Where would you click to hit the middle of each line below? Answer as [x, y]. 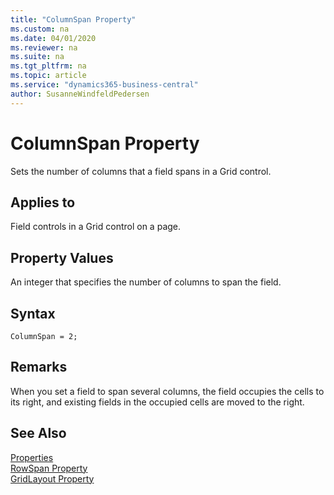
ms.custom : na [40, 29]
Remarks [39, 367]
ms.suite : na [37, 57]
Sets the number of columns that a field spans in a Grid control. [141, 171]
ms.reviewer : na [44, 47]
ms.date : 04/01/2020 [53, 38]
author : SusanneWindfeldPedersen [80, 94]
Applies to [43, 202]
